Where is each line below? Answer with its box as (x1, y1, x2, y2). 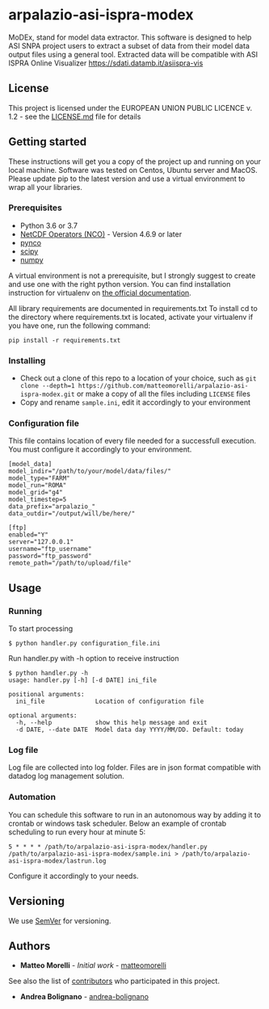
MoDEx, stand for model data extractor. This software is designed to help (8, 32, 252, 42)
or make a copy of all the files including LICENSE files (76, 389, 250, 399)
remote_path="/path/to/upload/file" (8, 559, 132, 567)
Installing (8, 355, 46, 366)
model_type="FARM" (8, 474, 70, 482)
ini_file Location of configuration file (15, 697, 204, 706)
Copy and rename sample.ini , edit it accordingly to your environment (19, 397, 251, 407)
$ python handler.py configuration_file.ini (8, 640, 161, 648)
